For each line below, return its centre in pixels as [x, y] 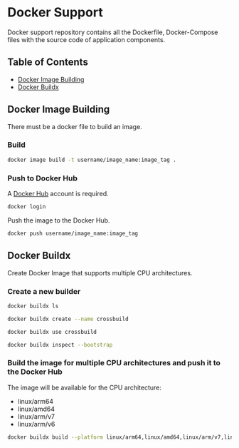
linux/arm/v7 [36, 416]
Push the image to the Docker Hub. [59, 220]
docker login [27, 207]
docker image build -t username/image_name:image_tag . [92, 160]
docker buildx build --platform [55, 437]
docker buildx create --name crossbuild [68, 319]
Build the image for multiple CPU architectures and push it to [114, 363]
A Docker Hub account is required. [58, 194]
